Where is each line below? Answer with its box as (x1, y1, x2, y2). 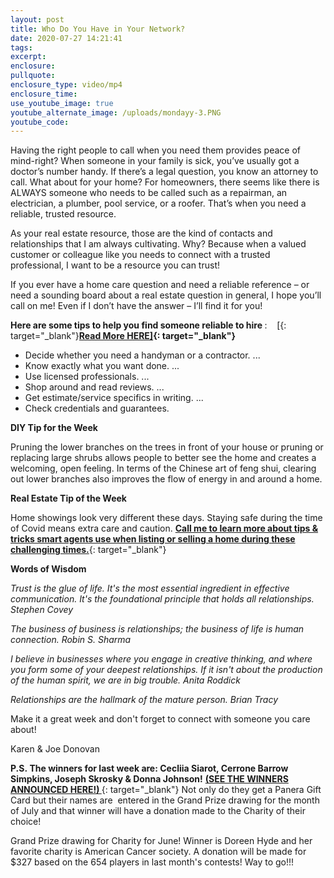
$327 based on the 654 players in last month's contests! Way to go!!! (10, 856, 295, 868)
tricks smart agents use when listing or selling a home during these (10, 533, 296, 545)
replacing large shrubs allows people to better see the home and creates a (10, 452, 317, 464)
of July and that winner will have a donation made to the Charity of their (10, 805, 306, 817)
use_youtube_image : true (10, 98, 114, 108)
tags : (10, 42, 33, 53)
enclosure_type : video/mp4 (10, 80, 123, 90)
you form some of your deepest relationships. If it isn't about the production (10, 664, 323, 676)
